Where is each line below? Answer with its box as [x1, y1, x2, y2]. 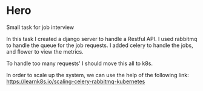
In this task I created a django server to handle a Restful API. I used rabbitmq [6, 35, 198, 42]
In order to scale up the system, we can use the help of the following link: [6, 71, 189, 78]
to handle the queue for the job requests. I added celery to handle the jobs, [6, 42, 194, 49]
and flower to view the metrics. [6, 48, 84, 55]
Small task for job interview [6, 24, 75, 31]
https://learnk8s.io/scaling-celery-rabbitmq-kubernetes [6, 78, 145, 85]
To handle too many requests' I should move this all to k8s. [6, 60, 153, 67]
